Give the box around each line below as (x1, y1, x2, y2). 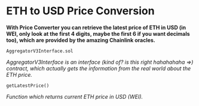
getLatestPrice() (6, 82, 50, 89)
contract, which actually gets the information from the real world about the (6, 64, 191, 72)
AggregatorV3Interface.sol (6, 48, 74, 54)
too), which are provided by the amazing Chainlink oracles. (6, 36, 155, 43)
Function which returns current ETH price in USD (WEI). (6, 93, 143, 100)
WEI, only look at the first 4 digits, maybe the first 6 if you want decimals (6, 30, 190, 37)
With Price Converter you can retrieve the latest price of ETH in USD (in (6, 24, 186, 31)
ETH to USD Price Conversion (6, 4, 155, 18)
